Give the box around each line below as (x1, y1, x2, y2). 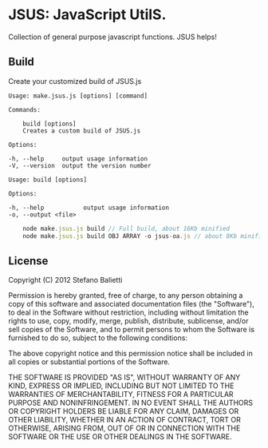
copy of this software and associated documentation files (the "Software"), (8, 299, 255, 309)
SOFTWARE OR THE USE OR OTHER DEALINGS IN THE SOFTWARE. (8, 432, 232, 442)
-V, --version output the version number (8, 161, 152, 169)
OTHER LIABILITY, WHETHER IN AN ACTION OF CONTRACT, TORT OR (8, 415, 241, 425)
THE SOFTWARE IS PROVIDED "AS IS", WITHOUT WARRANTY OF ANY (8, 373, 241, 383)
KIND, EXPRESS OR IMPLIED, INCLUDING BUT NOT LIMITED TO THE (8, 381, 235, 391)
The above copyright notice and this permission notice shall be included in (8, 349, 253, 359)
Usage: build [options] (8, 176, 88, 184)
